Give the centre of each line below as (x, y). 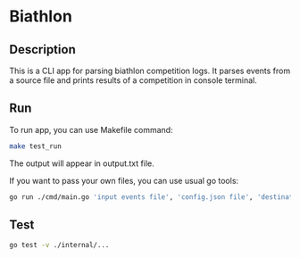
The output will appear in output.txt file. (82, 163)
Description (42, 50)
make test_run (36, 146)
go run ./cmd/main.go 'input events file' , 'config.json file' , (131, 197)
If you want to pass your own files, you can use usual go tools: (124, 180)
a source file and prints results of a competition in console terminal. (133, 80)
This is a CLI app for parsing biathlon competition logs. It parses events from (150, 71)
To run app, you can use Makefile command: (91, 129)
